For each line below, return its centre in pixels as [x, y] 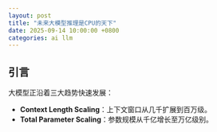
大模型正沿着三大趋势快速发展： [61, 93]
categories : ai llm [41, 38]
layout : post [30, 16]
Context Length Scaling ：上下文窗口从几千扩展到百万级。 [116, 110]
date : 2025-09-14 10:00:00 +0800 [64, 30]
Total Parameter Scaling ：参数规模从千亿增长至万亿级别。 [116, 119]
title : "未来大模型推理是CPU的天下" [63, 23]
